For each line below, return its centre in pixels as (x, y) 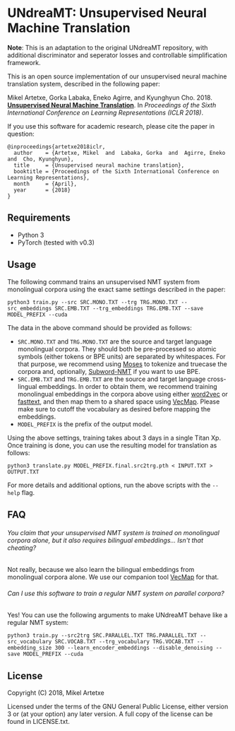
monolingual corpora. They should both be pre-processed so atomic (117, 349)
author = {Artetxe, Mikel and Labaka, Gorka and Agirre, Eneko (120, 153)
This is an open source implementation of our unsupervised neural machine (117, 76)
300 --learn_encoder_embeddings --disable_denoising (134, 648)
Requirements (39, 218)
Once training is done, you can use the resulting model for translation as (112, 445)
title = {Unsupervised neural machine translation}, (99, 165)
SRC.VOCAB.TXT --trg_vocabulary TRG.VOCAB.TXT (124, 642)
